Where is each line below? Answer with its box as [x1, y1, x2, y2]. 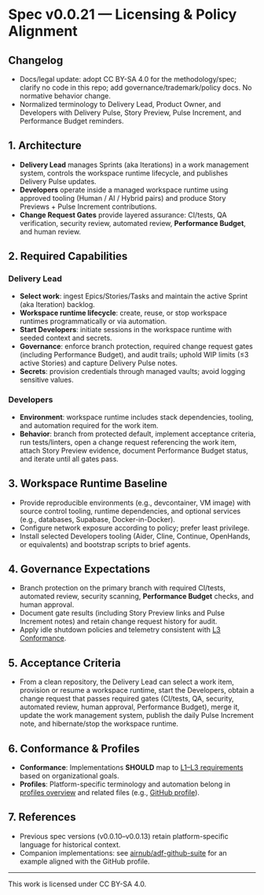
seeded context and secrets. [19, 333, 112, 342]
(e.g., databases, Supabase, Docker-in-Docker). [19, 514, 175, 524]
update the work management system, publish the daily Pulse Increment [19, 711, 254, 720]
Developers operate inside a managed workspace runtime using [19, 185, 229, 194]
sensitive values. [19, 375, 74, 384]
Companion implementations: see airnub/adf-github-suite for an [19, 848, 227, 857]
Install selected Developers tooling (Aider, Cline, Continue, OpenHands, [19, 531, 251, 541]
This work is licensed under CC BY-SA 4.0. [8, 879, 147, 889]
